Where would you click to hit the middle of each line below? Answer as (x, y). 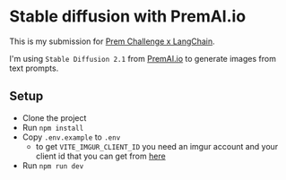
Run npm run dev (53, 165)
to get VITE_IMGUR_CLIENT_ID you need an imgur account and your (157, 146)
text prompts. (34, 68)
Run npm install (53, 127)
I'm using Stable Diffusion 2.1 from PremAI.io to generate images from (143, 58)
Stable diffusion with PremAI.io (128, 17)
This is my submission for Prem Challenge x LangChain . (112, 41)
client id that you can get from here (100, 156)
